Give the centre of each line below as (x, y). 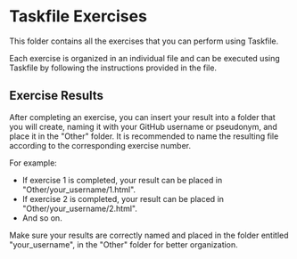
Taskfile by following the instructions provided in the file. (113, 68)
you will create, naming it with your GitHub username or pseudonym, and (144, 126)
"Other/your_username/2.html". (80, 208)
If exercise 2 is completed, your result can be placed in (123, 198)
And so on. (42, 218)
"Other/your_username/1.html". (79, 190)
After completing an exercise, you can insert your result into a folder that (143, 117)
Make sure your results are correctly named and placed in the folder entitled (149, 235)
